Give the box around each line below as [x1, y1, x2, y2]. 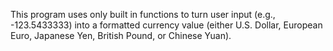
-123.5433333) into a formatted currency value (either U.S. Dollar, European [10, 19, 323, 31]
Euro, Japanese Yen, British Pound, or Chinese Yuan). [10, 30, 232, 41]
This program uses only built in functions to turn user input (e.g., [10, 9, 276, 20]
